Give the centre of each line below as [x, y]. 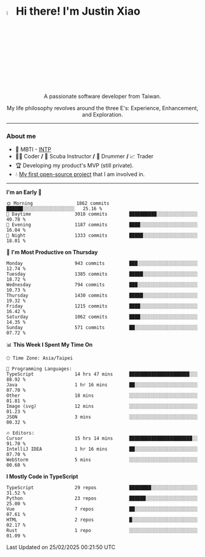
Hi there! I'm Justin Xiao [78, 11]
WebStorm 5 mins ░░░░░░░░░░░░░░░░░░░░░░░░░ [102, 460]
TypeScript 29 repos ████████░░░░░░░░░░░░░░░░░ [102, 488]
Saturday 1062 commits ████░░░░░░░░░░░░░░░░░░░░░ [102, 317]
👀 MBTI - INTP [33, 149]
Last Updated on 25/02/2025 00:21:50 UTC [61, 547]
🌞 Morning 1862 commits [58, 204]
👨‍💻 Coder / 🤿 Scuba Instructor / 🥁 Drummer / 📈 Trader [84, 157]
